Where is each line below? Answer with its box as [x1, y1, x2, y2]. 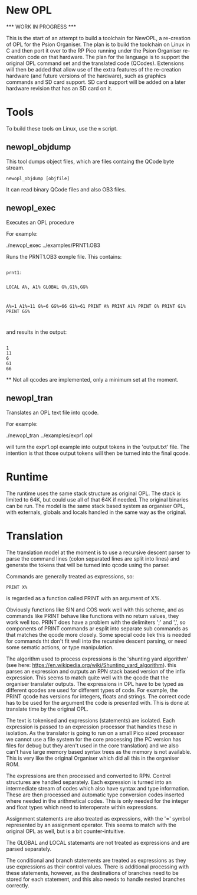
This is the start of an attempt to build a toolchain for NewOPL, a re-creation [6, 34, 191, 41]
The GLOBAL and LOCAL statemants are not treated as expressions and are [6, 839, 190, 846]
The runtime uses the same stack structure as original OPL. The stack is [6, 490, 181, 497]
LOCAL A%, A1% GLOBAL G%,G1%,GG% [6, 284, 88, 290]
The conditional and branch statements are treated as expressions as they [6, 857, 186, 864]
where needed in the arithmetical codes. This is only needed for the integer [6, 797, 189, 804]
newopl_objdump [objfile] [6, 175, 70, 181]
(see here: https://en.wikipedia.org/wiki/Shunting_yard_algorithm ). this [6, 661, 177, 668]
